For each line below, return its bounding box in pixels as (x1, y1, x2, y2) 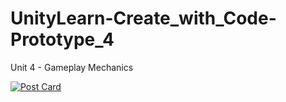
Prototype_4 (10, 28, 115, 51)
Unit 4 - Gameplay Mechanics (10, 61, 134, 73)
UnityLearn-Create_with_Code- (10, 7, 277, 30)
